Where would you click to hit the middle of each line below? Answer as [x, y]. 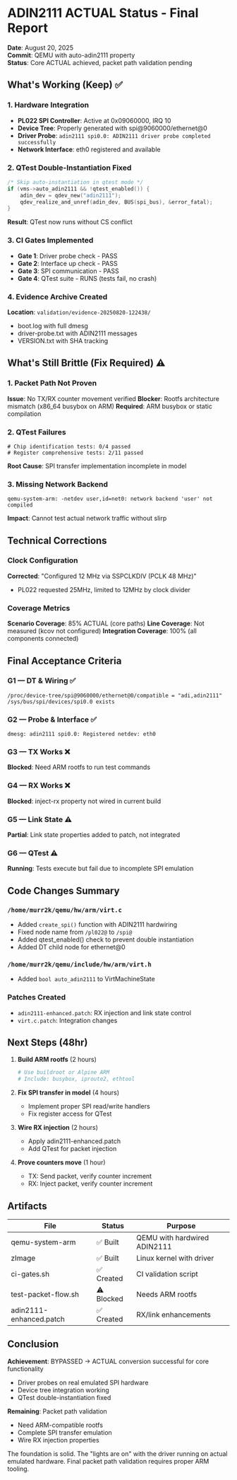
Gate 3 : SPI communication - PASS [68, 271]
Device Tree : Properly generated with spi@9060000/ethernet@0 [113, 128]
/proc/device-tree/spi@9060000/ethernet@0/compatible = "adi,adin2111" [115, 695]
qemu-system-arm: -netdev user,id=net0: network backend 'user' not [110, 499]
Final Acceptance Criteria [65, 660]
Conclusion [33, 1345]
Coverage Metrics [39, 608]
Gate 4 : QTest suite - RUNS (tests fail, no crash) [87, 278]
